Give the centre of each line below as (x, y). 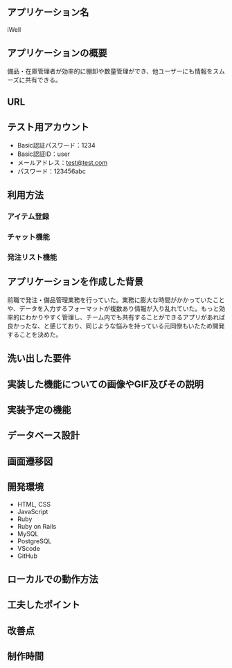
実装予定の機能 (39, 410)
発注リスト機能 (32, 257)
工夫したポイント (44, 605)
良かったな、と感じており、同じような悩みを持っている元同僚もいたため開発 (116, 326)
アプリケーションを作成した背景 (75, 282)
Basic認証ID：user (44, 154)
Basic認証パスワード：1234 (56, 145)
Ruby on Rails (37, 526)
